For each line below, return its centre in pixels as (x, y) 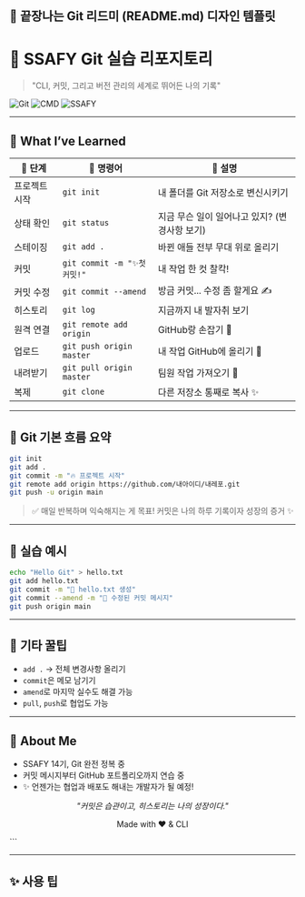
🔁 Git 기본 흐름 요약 (60, 437)
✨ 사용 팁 (34, 881)
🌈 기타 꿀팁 (39, 645)
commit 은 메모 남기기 (59, 680)
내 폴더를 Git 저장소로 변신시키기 (223, 193)
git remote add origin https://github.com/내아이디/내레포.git (125, 484)
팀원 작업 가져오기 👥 (198, 373)
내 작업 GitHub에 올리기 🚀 (210, 351)
